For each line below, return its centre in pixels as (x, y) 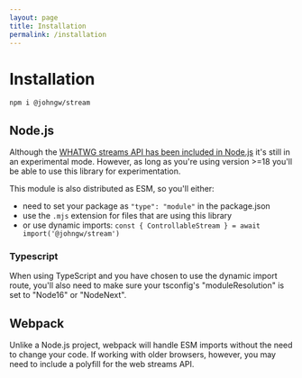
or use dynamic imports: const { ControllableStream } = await (142, 225)
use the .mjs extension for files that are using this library (127, 216)
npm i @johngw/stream (50, 103)
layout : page (34, 18)
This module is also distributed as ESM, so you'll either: (112, 189)
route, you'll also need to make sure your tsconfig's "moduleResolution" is (147, 285)
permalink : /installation (58, 34)
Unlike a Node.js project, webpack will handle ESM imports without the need (151, 345)
